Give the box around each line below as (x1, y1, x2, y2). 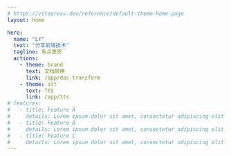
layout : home (7, 17, 45, 24)
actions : (13, 55, 39, 62)
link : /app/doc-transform (25, 74, 100, 81)
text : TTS (25, 87, 54, 94)
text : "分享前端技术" (13, 42, 69, 49)
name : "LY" (13, 35, 45, 42)
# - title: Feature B (7, 119, 76, 126)
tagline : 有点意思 (13, 49, 62, 55)
